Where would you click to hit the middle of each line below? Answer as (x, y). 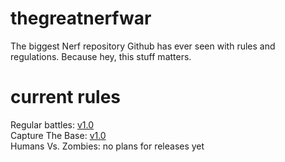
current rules (66, 97)
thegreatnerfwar (81, 18)
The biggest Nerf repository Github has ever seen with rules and (143, 46)
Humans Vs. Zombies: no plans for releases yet (107, 146)
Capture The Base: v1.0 (58, 135)
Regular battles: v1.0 (52, 124)
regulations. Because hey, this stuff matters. (101, 56)
